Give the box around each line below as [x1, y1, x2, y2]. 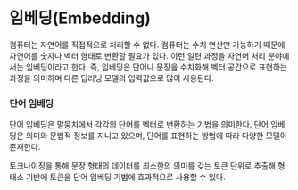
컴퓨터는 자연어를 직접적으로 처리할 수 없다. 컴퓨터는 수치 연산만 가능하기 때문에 [9, 39, 286, 50]
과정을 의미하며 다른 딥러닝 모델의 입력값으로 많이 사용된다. [9, 72, 214, 83]
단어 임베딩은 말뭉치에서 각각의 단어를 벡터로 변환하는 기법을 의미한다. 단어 [9, 120, 269, 130]
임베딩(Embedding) [9, 8, 152, 29]
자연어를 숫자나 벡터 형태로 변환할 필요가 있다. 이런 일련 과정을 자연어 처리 [9, 50, 266, 61]
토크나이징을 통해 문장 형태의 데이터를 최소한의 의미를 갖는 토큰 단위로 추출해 [9, 161, 277, 171]
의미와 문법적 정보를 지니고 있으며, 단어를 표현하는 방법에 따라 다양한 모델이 [25, 130, 288, 141]
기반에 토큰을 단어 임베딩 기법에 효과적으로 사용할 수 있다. [25, 171, 226, 183]
